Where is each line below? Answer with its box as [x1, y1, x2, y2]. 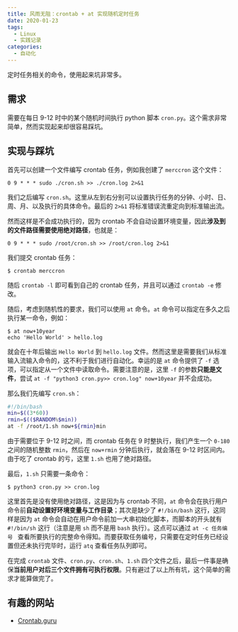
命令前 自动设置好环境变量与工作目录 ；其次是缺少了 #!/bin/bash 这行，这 [7, 506, 220, 514]
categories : [7, 43, 42, 50]
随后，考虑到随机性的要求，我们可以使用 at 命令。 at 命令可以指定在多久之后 [7, 305, 230, 313]
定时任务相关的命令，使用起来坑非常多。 [7, 70, 125, 79]
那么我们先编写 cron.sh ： [7, 388, 81, 398]
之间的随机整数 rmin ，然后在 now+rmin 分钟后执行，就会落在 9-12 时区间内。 [7, 445, 229, 454]
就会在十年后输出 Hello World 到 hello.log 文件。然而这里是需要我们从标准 [7, 347, 227, 356]
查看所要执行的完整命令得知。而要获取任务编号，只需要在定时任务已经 [17, 533, 222, 540]
